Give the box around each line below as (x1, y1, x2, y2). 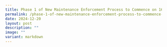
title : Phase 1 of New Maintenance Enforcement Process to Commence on (5, 7, 157, 12)
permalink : (5, 12, 28, 17)
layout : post (5, 21, 32, 26)
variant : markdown (5, 35, 43, 40)
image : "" (5, 30, 26, 35)
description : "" (5, 25, 39, 30)
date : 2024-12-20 (5, 16, 41, 21)
